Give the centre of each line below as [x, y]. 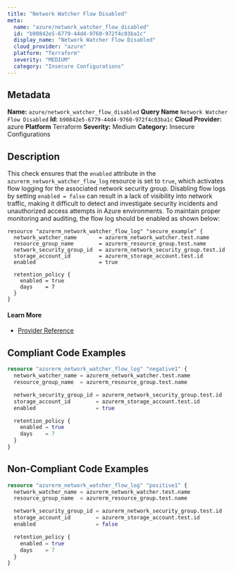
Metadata [29, 95]
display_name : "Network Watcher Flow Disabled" [85, 40]
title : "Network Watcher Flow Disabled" [68, 14]
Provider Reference [45, 331]
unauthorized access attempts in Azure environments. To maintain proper [114, 211]
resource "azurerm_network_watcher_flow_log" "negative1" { [98, 369]
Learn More [25, 315]
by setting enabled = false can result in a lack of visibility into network [110, 196]
